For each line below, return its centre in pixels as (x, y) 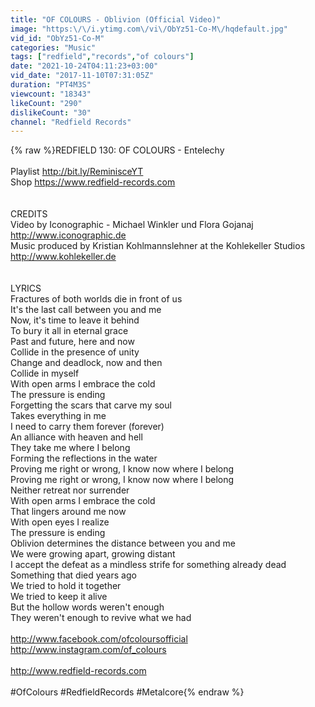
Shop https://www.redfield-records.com (93, 182)
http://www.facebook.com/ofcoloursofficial (99, 639)
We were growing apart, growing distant (93, 554)
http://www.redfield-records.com (78, 671)
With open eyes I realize (60, 522)
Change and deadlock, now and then (86, 363)
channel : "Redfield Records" (71, 122)
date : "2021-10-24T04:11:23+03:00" (84, 66)
